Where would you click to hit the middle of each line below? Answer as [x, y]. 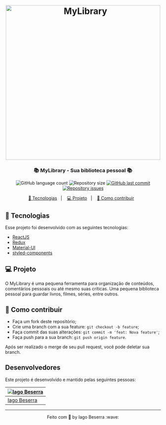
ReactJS [21, 237]
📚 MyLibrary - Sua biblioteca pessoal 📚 [83, 171]
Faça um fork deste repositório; [44, 321]
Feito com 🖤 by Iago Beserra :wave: [83, 417]
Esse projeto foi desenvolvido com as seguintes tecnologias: [67, 228]
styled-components [32, 253]
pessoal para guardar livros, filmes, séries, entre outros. [62, 294]
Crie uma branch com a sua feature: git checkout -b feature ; [76, 327]
